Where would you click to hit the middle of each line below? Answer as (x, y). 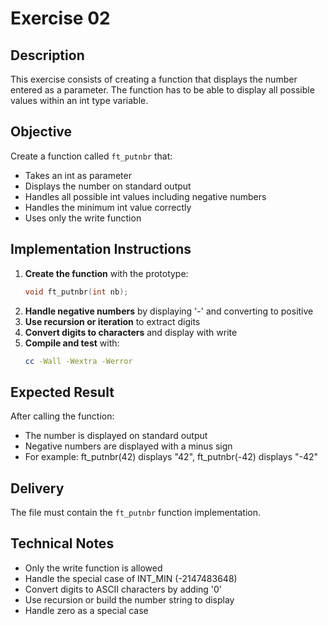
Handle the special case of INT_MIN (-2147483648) (131, 578)
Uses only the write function (83, 218)
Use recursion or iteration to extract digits (112, 321)
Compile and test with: (72, 343)
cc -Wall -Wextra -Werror (78, 361)
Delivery (37, 488)
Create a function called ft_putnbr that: (91, 156)
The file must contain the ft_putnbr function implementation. (136, 512)
